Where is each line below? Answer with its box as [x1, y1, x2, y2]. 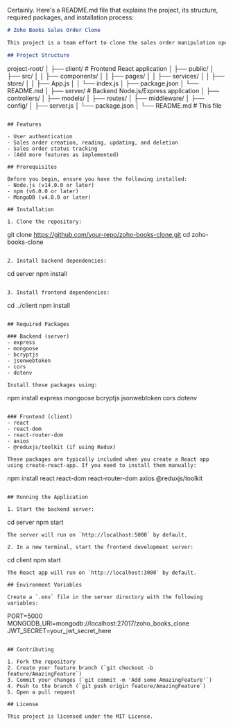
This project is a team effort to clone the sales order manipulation [7, 39, 216, 46]
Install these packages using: [7, 382, 98, 389]
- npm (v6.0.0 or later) [7, 188, 79, 195]
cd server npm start [7, 518, 64, 526]
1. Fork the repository [7, 658, 76, 665]
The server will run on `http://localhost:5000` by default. [7, 531, 188, 538]
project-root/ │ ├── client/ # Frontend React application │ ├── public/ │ [7, 64, 214, 72]
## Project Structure [7, 51, 70, 58]
